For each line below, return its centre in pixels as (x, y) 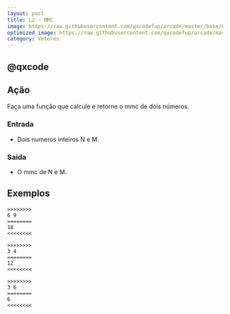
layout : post (26, 13)
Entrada (21, 124)
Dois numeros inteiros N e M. (58, 139)
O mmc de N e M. (42, 171)
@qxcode (28, 67)
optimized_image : (32, 33)
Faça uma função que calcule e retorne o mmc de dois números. (98, 106)
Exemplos (28, 194)
